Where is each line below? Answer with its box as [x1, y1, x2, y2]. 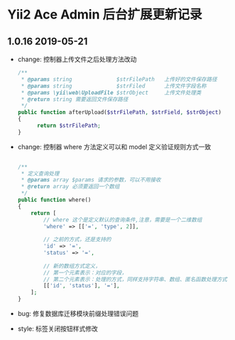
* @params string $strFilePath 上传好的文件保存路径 [21, 75, 218, 83]
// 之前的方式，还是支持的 [43, 236, 111, 243]
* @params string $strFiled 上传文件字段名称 [21, 83, 207, 90]
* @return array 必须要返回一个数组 [21, 183, 120, 191]
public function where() [17, 196, 92, 203]
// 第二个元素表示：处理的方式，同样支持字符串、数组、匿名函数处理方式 [43, 275, 227, 283]
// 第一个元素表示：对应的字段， [43, 269, 128, 276]
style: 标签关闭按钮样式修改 [17, 324, 98, 333]
